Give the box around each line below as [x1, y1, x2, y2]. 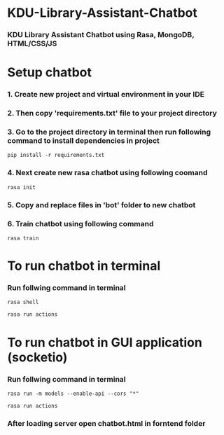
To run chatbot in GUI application [7, 334, 203, 350]
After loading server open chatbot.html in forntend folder [7, 418, 206, 428]
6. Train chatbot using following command [7, 219, 154, 228]
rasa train [7, 235, 39, 242]
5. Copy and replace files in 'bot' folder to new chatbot [7, 200, 196, 209]
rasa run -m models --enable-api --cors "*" [7, 390, 139, 397]
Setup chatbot [7, 64, 92, 81]
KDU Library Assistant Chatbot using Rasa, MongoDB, [7, 30, 195, 40]
